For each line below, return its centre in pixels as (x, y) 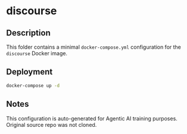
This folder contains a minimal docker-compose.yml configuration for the (94, 47)
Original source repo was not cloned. (52, 125)
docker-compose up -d (33, 85)
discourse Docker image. (37, 53)
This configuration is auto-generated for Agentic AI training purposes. (92, 118)
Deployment (29, 72)
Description (28, 33)
